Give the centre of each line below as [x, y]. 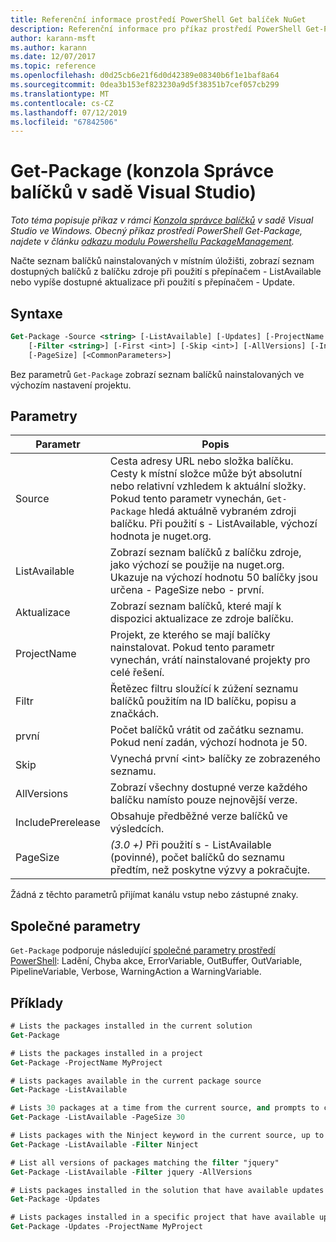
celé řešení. [137, 673]
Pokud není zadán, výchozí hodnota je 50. [208, 743]
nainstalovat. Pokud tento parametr [192, 648]
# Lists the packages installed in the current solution [131, 1026]
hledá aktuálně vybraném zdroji [222, 511]
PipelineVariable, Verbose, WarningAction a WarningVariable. [136, 972]
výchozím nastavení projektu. [71, 385]
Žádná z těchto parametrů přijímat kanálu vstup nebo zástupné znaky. [154, 895]
